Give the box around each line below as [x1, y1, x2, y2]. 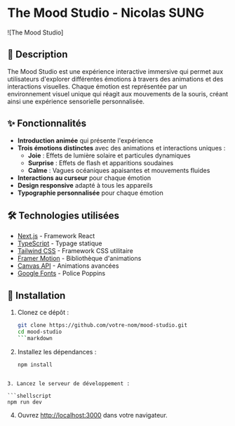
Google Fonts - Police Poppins [17, 269, 106, 278]
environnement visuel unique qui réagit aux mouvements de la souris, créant [7, 89, 229, 98]
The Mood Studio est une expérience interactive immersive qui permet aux [7, 67, 223, 75]
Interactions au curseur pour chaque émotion [17, 174, 152, 182]
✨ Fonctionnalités [7, 117, 87, 129]
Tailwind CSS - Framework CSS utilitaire [17, 247, 133, 255]
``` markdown [17, 335, 53, 342]
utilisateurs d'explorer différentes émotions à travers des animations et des [7, 75, 224, 83]
